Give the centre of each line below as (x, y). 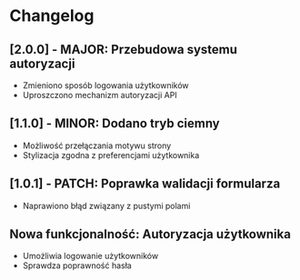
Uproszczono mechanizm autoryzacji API (100, 95)
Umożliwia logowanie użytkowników (90, 256)
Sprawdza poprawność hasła (77, 265)
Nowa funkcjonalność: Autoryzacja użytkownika (150, 234)
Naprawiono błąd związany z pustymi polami (106, 205)
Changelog (52, 16)
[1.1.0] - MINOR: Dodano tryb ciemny (115, 124)
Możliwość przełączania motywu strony (97, 145)
